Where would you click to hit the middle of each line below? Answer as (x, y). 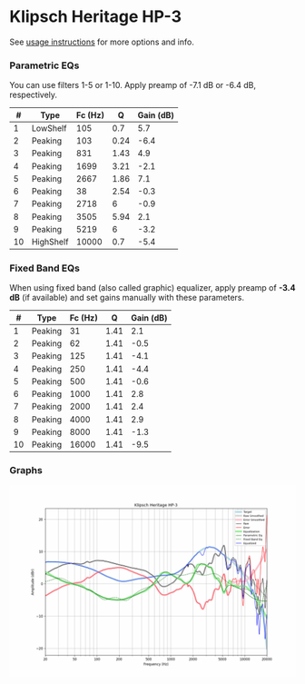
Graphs (26, 471)
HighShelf (50, 242)
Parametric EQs (44, 65)
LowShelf (49, 128)
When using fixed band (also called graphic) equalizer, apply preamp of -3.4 (153, 288)
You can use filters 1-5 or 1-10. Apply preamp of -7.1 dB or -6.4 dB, (133, 85)
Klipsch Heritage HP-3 (96, 17)
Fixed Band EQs (44, 268)
